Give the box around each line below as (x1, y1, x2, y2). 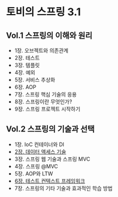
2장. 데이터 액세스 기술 (14, 148, 67, 155)
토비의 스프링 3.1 (6, 5, 81, 19)
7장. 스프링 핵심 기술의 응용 (14, 91, 77, 98)
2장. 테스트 (14, 54, 40, 61)
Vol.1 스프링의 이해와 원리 (6, 30, 92, 40)
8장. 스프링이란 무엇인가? (14, 98, 72, 105)
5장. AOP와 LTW (14, 170, 53, 177)
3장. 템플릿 (14, 62, 40, 68)
